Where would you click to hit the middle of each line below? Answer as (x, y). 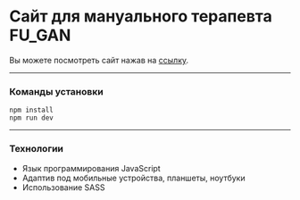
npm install (31, 110)
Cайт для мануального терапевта (141, 17)
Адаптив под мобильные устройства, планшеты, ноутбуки (133, 178)
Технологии (37, 149)
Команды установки (57, 91)
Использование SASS (63, 187)
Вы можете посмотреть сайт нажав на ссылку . (99, 60)
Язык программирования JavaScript (91, 168)
